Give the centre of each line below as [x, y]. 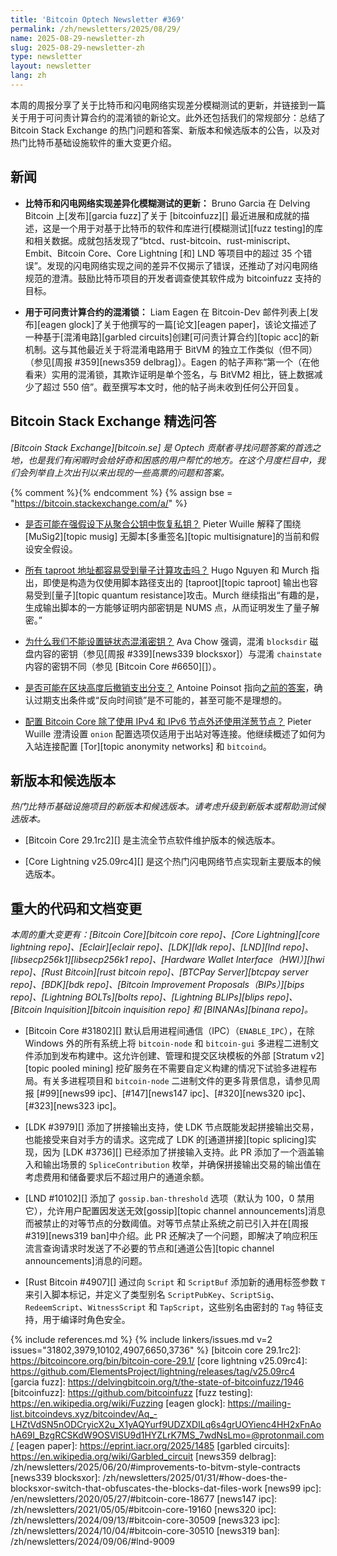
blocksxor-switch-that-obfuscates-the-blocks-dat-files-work [136, 1488]
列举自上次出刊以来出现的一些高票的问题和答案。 [128, 472]
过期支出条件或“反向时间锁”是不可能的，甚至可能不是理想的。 [160, 700]
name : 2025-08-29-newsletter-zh [77, 38]
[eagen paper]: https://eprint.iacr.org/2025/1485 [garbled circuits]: [152, 1446]
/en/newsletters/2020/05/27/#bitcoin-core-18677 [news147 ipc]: [144, 1499]
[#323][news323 [59, 1106]
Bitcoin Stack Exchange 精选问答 [113, 421]
